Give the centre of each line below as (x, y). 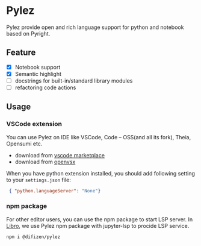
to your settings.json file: (39, 180)
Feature (21, 53)
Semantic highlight (38, 74)
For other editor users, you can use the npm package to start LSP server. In (100, 219)
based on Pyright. (28, 33)
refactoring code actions (45, 87)
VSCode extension (34, 124)
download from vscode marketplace (60, 155)
